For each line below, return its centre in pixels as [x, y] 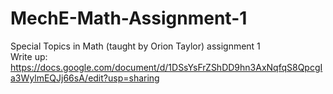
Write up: [29, 56]
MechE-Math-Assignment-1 [129, 18]
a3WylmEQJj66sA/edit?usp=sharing [85, 78]
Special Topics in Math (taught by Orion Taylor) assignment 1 [135, 46]
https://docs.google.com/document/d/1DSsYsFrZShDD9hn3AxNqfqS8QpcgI [166, 67]
